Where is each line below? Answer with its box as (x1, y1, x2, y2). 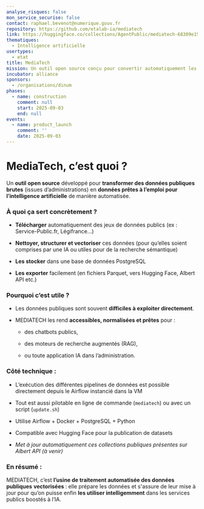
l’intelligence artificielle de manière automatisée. (6, 192, 131, 199)
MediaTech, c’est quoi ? (6, 159, 127, 173)
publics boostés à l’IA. (6, 496, 62, 503)
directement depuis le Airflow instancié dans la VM (15, 387, 143, 395)
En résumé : (6, 462, 42, 471)
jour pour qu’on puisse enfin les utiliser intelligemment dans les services (6, 490, 190, 496)
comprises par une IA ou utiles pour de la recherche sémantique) (15, 246, 178, 253)
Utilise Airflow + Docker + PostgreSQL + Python (15, 417, 135, 425)
